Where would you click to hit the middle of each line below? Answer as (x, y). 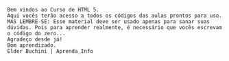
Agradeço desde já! (35, 39)
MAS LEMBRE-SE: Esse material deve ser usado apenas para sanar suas (109, 22)
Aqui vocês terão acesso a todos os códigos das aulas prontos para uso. (115, 16)
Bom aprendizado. (32, 45)
